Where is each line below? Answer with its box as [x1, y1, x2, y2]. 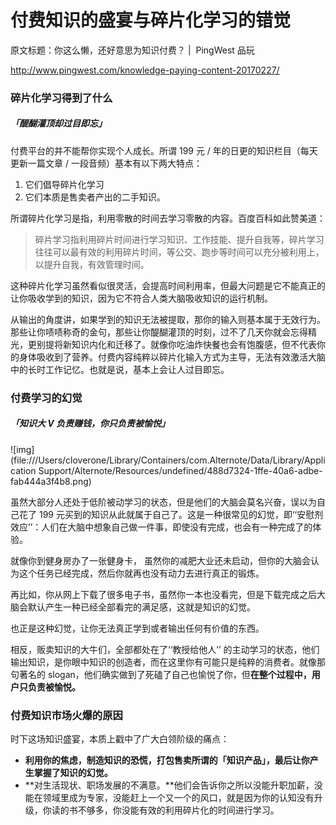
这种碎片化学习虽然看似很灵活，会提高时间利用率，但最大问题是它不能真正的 [10, 279, 326, 291]
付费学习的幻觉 [10, 391, 83, 405]
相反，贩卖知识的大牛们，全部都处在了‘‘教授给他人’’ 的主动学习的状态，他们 [10, 643, 320, 655]
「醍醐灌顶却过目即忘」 [10, 117, 107, 130]
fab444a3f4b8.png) [10, 475, 92, 487]
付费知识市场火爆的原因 [10, 708, 123, 722]
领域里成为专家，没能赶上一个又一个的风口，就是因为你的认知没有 [42, 792, 315, 804]
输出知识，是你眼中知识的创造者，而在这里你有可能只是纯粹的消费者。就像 [10, 656, 317, 668]
